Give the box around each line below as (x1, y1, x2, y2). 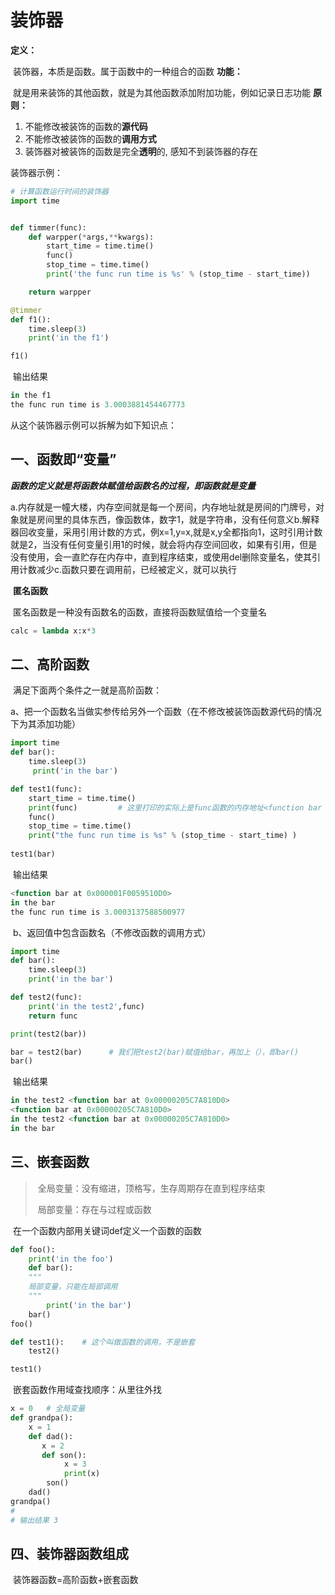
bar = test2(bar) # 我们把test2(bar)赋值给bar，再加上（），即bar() (10, 1047, 300, 1057)
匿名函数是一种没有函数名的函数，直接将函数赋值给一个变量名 (12, 606, 267, 618)
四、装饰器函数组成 (10, 1545, 129, 1562)
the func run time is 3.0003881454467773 (10, 400, 186, 410)
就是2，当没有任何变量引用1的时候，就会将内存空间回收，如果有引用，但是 (10, 538, 318, 550)
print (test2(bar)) (10, 1029, 87, 1039)
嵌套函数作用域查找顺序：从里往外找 (12, 1384, 162, 1396)
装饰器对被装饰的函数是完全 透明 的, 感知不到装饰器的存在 (24, 145, 258, 157)
